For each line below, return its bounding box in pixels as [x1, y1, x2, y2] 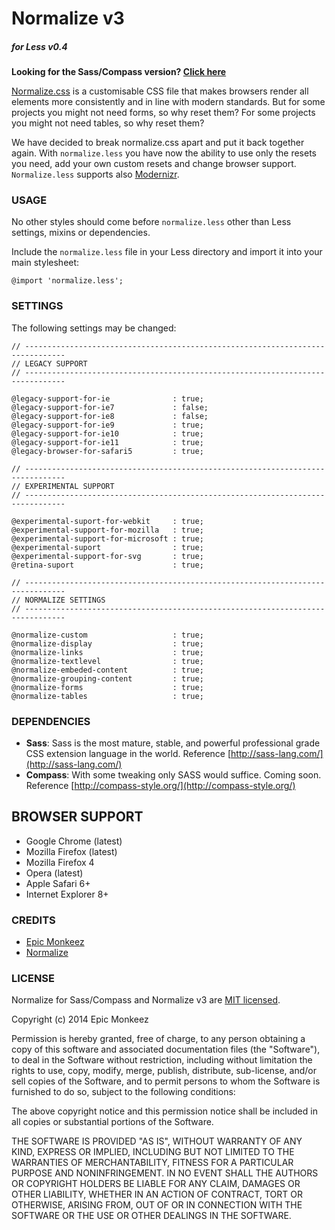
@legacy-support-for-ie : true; [11, 393, 204, 404]
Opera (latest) [25, 867, 84, 879]
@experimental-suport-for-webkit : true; [11, 516, 204, 526]
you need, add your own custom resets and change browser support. [11, 158, 297, 170]
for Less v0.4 [11, 40, 68, 52]
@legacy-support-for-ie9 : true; [11, 420, 204, 430]
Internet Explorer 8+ [25, 888, 109, 900]
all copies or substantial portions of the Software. [11, 1116, 214, 1128]
